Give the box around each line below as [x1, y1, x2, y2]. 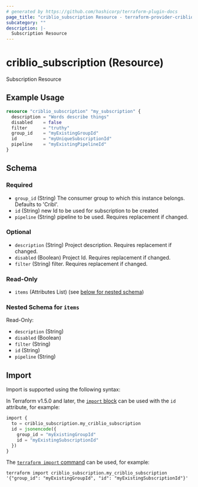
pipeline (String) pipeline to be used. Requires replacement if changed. [14, 213, 189, 220]
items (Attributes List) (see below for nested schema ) [14, 288, 144, 296]
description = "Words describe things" [11, 113, 110, 120]
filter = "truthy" [11, 125, 70, 131]
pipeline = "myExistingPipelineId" [11, 141, 107, 148]
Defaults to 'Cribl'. [14, 200, 59, 207]
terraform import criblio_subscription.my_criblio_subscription [6, 470, 167, 476]
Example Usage [6, 93, 65, 103]
